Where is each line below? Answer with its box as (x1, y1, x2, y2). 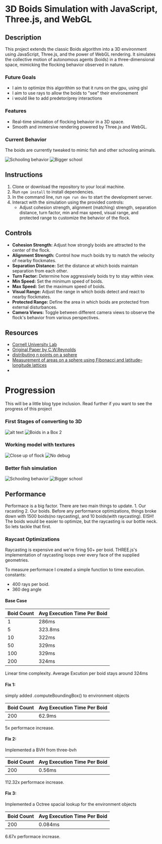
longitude (12, 362, 32, 368)
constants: (5, 572, 26, 578)
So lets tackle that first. (5, 523, 52, 529)
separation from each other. (12, 268, 68, 274)
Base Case (5, 597, 27, 603)
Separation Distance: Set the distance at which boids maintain (12, 263, 139, 268)
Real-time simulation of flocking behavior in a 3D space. (12, 119, 125, 124)
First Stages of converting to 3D (5, 418, 82, 425)
